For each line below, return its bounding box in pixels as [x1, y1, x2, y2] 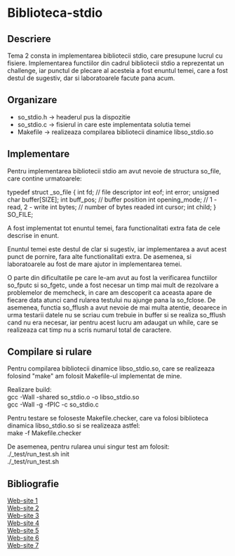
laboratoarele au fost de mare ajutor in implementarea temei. [7, 260, 182, 268]
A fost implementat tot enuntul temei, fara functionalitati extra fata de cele [7, 223, 221, 232]
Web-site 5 [7, 527, 39, 535]
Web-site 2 [7, 504, 40, 512]
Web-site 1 [7, 496, 39, 505]
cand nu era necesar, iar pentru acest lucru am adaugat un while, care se [7, 318, 219, 326]
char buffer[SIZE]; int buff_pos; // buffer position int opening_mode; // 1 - [7, 195, 217, 204]
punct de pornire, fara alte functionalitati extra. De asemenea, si [7, 252, 192, 260]
